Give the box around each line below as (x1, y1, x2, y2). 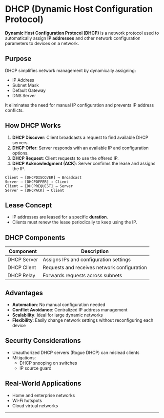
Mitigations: (12, 354, 36, 360)
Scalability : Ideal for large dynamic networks (12, 312, 103, 318)
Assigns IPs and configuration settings (42, 256, 131, 263)
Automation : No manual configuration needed (12, 302, 106, 308)
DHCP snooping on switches (19, 360, 77, 366)
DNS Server (12, 92, 37, 98)
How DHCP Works (5, 121, 61, 130)
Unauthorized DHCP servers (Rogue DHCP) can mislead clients (12, 350, 140, 355)
